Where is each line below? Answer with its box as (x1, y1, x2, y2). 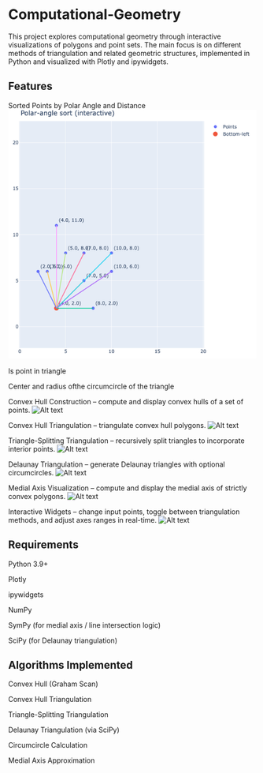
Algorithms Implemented (8, 658, 134, 672)
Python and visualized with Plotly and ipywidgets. (8, 57, 169, 66)
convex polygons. (8, 491, 66, 501)
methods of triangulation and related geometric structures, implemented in (8, 48, 250, 58)
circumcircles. (8, 467, 54, 477)
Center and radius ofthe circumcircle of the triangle (8, 381, 175, 391)
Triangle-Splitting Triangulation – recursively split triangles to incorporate (8, 436, 246, 445)
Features (8, 80, 53, 93)
